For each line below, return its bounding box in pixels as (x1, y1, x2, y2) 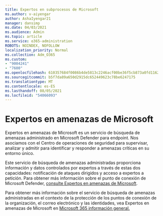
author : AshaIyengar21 (5, 16, 51, 21)
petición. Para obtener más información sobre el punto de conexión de (5, 175, 147, 181)
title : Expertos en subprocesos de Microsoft (5, 7, 98, 12)
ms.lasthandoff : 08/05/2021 (5, 88, 62, 93)
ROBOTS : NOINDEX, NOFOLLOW (5, 43, 60, 48)
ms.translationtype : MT (5, 79, 53, 84)
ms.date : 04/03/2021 (5, 25, 47, 30)
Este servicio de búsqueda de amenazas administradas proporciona (5, 160, 141, 166)
